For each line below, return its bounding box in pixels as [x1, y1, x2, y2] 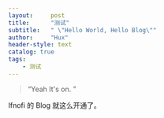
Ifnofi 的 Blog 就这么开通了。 [8, 100, 101, 110]
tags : [8, 56, 26, 64]
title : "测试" [8, 19, 70, 27]
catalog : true [8, 48, 55, 56]
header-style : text [8, 41, 73, 49]
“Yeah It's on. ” [27, 84, 76, 94]
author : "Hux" [8, 33, 69, 42]
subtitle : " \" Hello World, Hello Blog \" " [8, 26, 157, 34]
